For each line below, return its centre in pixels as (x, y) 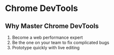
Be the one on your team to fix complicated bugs (61, 43)
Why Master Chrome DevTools (52, 26)
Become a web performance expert (47, 37)
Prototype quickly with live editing (46, 48)
